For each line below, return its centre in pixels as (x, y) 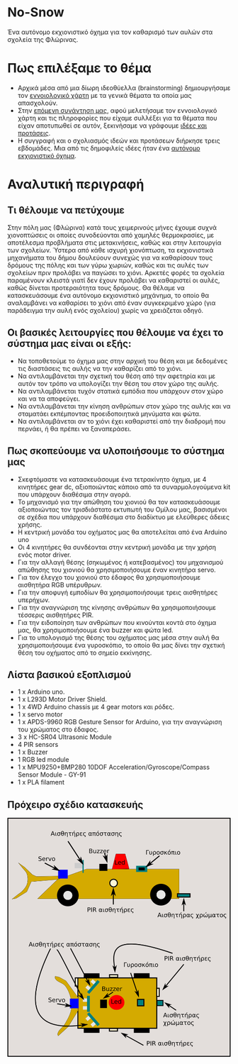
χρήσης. (30, 524)
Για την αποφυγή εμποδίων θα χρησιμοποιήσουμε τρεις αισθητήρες (118, 592)
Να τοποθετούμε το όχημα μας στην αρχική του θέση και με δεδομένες (123, 361)
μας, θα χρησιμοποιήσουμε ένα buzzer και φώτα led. (95, 630)
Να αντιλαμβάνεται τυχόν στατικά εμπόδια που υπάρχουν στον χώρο (120, 391)
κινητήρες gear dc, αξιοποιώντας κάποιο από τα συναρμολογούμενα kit (124, 487)
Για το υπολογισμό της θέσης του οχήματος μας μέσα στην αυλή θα (118, 637)
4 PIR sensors (38, 745)
